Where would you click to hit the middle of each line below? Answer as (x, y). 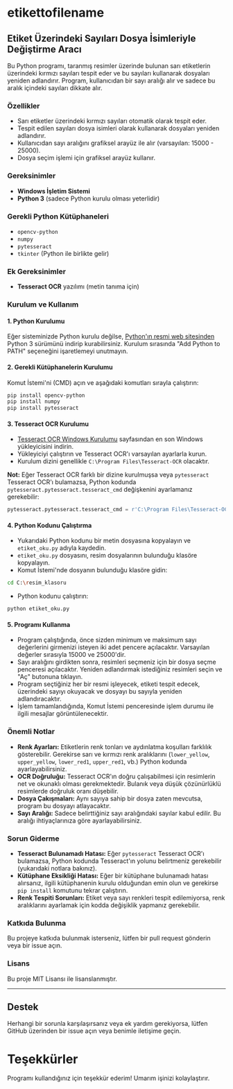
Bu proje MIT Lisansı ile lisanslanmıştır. (62, 979)
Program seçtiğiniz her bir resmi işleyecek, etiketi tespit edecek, (109, 684)
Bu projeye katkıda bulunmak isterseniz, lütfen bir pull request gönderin (109, 938)
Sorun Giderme (33, 839)
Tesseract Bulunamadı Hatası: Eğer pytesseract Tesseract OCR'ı (111, 853)
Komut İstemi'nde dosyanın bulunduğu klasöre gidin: (92, 570)
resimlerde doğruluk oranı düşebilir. (68, 791)
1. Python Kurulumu (36, 321)
